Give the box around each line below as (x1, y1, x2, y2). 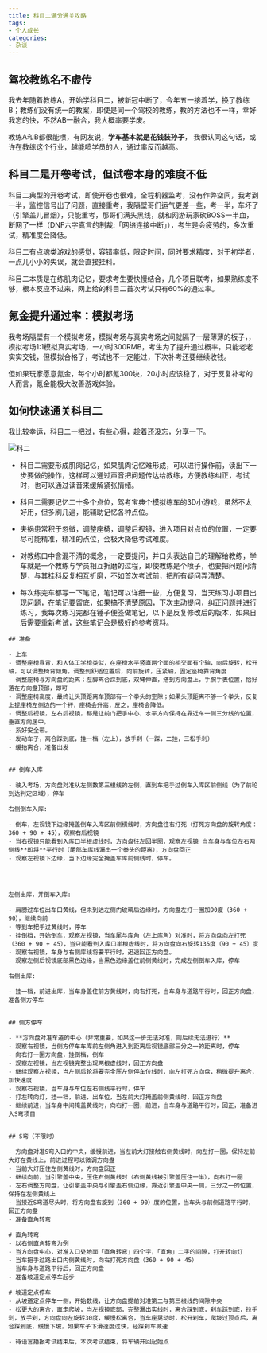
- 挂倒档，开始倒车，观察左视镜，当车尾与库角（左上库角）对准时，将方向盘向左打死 (8, 932, 246, 940)
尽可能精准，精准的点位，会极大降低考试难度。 (19, 534, 173, 544)
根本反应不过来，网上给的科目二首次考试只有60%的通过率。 (21, 283, 219, 293)
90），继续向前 (8, 914, 48, 923)
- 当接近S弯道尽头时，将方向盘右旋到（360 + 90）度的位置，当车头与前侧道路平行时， (8, 1199, 254, 1207)
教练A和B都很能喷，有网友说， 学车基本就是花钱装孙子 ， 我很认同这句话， (8, 132, 250, 142)
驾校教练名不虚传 (8, 72, 92, 86)
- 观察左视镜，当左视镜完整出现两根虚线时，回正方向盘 (8, 1059, 164, 1067)
